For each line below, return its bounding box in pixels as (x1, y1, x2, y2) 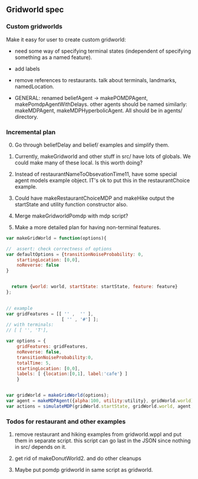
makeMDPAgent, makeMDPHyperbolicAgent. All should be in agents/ (14, 106, 183, 114)
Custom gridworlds (6, 22, 63, 31)
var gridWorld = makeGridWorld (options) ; (6, 393, 110, 399)
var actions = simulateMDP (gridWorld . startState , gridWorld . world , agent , (6, 403, 194, 409)
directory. (14, 113, 38, 120)
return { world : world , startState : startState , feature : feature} (11, 284, 178, 290)
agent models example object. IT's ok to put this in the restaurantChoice (14, 177, 190, 184)
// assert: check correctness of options (6, 245, 112, 252)
